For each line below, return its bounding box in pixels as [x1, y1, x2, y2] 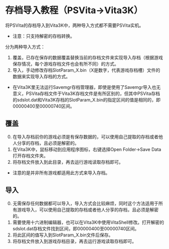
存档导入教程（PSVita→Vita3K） [5, 5, 143, 16]
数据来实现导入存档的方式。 [12, 73, 71, 79]
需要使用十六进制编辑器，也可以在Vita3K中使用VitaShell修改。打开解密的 [12, 219, 164, 225]
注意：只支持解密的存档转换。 [12, 33, 75, 39]
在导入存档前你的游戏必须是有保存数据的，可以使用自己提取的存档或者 [12, 133, 159, 139]
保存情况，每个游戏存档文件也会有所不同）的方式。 [12, 61, 119, 67]
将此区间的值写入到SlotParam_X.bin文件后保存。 [12, 232, 114, 238]
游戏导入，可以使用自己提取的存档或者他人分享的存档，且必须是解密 [17, 207, 159, 213]
